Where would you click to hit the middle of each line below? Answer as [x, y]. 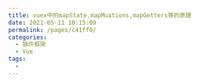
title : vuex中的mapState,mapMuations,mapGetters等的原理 [100, 15]
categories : [28, 37]
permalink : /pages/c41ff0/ [52, 30]
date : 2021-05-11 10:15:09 [52, 23]
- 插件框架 [31, 45]
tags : [17, 59]
